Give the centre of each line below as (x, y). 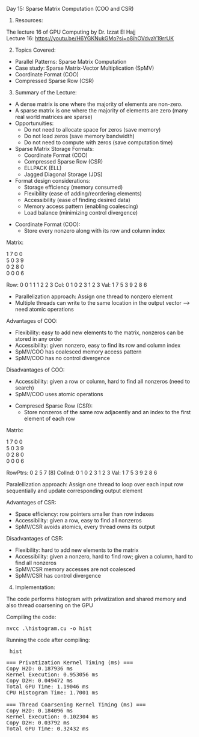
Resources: (29, 20)
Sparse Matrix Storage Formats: (54, 149)
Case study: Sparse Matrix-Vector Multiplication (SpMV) (84, 68)
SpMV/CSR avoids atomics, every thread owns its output (85, 527)
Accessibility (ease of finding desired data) (77, 200)
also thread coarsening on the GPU (50, 605)
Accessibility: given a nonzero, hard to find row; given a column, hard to (104, 556)
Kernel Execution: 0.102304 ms (52, 717)
